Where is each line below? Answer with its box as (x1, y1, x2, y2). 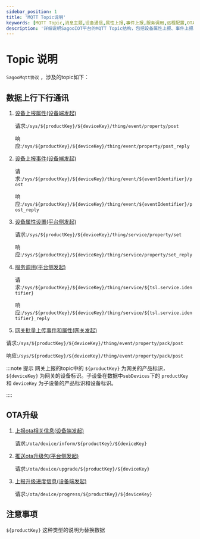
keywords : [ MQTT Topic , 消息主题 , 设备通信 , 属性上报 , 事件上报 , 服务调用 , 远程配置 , (6, 20, 187, 26)
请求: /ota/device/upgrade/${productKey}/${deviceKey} (14, 465, 150, 472)
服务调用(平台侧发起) (14, 264, 67, 271)
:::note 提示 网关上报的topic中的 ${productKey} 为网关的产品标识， (6, 365, 168, 372)
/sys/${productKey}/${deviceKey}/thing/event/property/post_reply (21, 143, 190, 149)
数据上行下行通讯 (6, 93, 69, 103)
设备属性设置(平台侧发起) (14, 218, 77, 225)
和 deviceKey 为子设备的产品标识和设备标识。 (6, 380, 117, 387)
